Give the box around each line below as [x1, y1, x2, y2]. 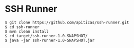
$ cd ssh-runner [5, 24, 40, 30]
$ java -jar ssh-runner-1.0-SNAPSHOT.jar [5, 38, 95, 43]
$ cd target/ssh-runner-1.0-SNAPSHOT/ [5, 33, 88, 38]
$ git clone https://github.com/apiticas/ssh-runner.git [5, 20, 129, 25]
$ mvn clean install [5, 29, 49, 34]
